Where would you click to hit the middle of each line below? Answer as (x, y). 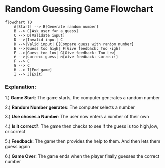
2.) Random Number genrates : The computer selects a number (70, 107)
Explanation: (21, 87)
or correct (15, 132)
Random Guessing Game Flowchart (79, 9)
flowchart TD (19, 22)
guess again (18, 147)
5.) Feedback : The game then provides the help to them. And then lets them (82, 141)
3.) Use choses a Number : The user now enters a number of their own (77, 117)
